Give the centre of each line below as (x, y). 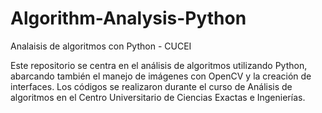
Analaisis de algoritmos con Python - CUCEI (101, 46)
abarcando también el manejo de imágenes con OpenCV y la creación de (161, 76)
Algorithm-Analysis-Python (128, 18)
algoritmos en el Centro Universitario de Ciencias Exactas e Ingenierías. (158, 97)
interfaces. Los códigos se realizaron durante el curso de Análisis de (151, 86)
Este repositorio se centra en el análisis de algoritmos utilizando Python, (159, 65)
